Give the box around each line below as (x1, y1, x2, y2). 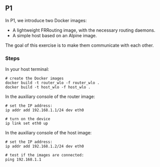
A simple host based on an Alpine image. (12, 32, 97, 38)
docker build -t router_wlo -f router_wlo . (5, 80, 100, 86)
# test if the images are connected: (5, 153, 84, 158)
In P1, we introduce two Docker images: (5, 17, 87, 23)
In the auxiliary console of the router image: (5, 94, 95, 100)
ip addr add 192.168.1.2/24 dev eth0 (5, 144, 84, 149)
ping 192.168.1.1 (5, 157, 42, 162)
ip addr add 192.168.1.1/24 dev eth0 (5, 108, 84, 113)
